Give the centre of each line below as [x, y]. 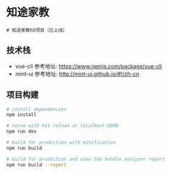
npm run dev [21, 131]
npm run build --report [37, 165]
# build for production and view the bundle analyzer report [86, 159]
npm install [21, 115]
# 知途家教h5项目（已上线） [37, 30]
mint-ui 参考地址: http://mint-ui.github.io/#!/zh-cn [77, 74]
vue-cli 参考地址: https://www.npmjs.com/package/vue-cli [89, 66]
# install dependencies [37, 109]
